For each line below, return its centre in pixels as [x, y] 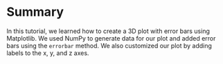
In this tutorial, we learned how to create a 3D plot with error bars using [108, 31]
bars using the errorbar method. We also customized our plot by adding [109, 45]
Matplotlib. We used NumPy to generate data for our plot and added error [111, 38]
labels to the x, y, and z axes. [48, 53]
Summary [35, 12]
